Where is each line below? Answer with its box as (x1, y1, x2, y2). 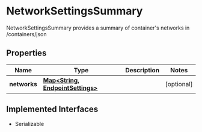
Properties (6, 48, 47, 58)
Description (125, 66, 160, 74)
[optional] (165, 80, 193, 88)
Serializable (14, 120, 44, 127)
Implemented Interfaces (6, 104, 99, 115)
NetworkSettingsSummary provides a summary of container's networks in (6, 24, 190, 31)
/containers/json (6, 30, 47, 37)
